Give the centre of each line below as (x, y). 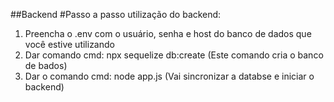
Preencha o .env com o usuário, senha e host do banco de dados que (168, 33)
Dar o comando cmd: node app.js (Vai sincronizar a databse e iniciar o (169, 76)
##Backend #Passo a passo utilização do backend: (116, 14)
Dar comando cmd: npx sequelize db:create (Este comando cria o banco (174, 55)
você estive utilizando (69, 44)
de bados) (46, 65)
